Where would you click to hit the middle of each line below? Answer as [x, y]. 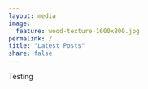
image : [20, 23]
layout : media [33, 16]
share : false [30, 53]
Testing [21, 76]
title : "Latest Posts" [47, 46]
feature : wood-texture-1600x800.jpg [78, 31]
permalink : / [30, 38]
